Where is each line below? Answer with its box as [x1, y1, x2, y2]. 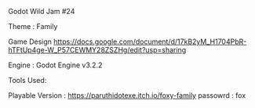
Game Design [8, 37, 53, 46]
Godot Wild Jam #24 [8, 7, 75, 16]
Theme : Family [8, 22, 58, 31]
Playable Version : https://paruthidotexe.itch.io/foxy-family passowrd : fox [8, 91, 246, 100]
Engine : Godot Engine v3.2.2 [8, 60, 103, 70]
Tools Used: [8, 76, 47, 85]
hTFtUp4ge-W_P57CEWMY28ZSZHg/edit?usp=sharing [8, 45, 187, 54]
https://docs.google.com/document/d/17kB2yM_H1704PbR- [53, 37, 247, 46]
